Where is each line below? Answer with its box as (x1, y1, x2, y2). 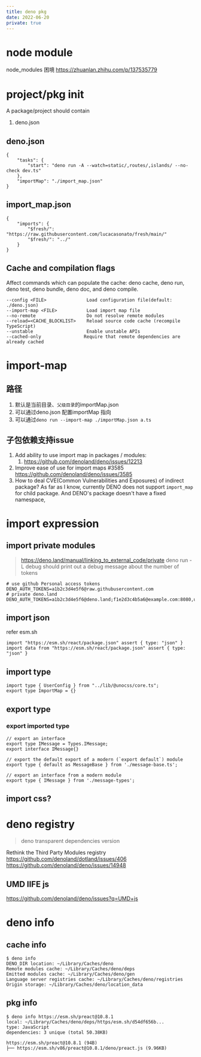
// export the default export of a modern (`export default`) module (6, 756, 184, 763)
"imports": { (17, 221, 50, 227)
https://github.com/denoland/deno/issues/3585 (14, 470, 133, 477)
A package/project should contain (6, 107, 90, 114)
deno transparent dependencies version (20, 837, 120, 845)
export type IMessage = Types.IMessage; (6, 741, 109, 747)
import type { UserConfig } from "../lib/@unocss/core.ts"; (6, 683, 160, 689)
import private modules (6, 541, 96, 551)
